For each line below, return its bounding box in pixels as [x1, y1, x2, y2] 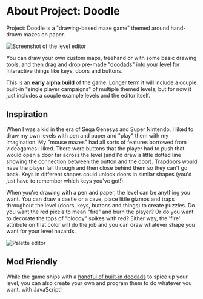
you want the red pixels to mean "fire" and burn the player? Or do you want [6, 208, 194, 215]
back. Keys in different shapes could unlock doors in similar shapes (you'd [6, 170, 192, 178]
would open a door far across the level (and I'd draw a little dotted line [6, 151, 182, 158]
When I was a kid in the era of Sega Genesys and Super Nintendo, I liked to [6, 126, 194, 133]
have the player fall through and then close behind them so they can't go [6, 164, 188, 171]
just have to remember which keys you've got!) [6, 177, 124, 184]
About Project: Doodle [6, 4, 120, 18]
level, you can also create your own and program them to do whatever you [6, 279, 192, 286]
